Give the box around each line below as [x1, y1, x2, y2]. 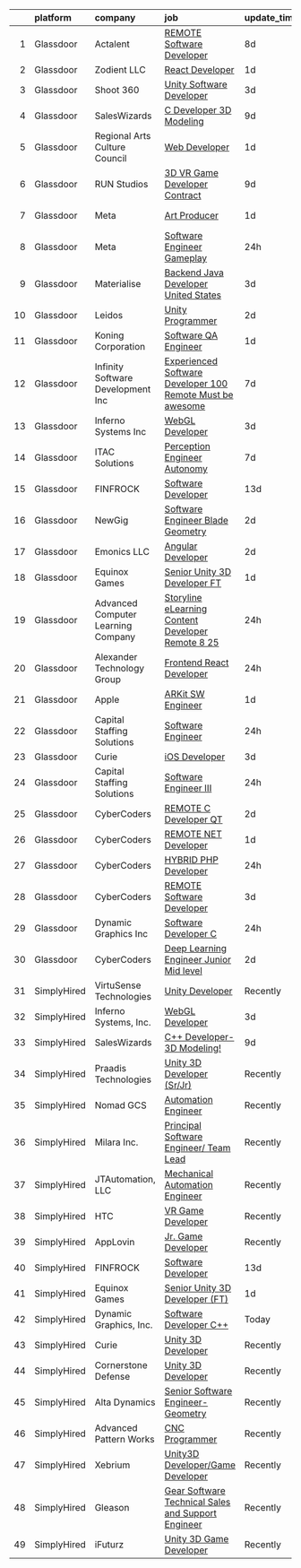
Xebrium [94, 1459, 131, 1471]
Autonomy [164, 463, 209, 474]
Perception [164, 440, 211, 452]
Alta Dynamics [94, 1396, 156, 1408]
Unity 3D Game [164, 1533, 229, 1545]
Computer [94, 609, 137, 620]
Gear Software [164, 1485, 226, 1496]
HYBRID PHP [164, 853, 219, 866]
